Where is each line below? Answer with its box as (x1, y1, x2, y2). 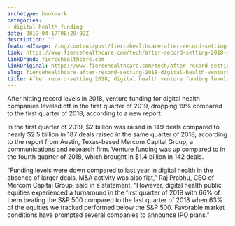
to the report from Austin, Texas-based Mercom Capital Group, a (7, 138, 194, 146)
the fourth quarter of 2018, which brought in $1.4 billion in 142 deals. (7, 153, 204, 161)
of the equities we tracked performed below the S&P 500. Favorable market (7, 204, 225, 212)
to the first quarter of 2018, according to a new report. (7, 109, 163, 118)
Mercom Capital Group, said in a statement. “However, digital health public (7, 181, 222, 190)
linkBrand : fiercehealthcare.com (7, 56, 105, 63)
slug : (7, 69, 23, 76)
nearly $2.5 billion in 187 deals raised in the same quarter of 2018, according (7, 130, 227, 139)
